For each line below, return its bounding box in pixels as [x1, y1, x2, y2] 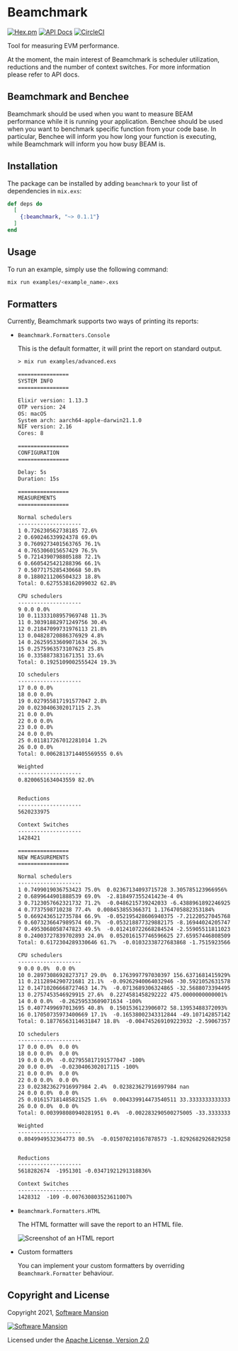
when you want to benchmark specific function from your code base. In [7, 125, 217, 133]
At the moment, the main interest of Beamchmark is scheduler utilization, [7, 55, 220, 64]
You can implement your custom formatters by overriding [17, 1261, 185, 1270]
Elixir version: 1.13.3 [17, 397, 89, 404]
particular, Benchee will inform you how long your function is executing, [7, 132, 217, 140]
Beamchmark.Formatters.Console [17, 332, 110, 339]
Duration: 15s [17, 475, 59, 482]
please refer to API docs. [7, 70, 80, 79]
